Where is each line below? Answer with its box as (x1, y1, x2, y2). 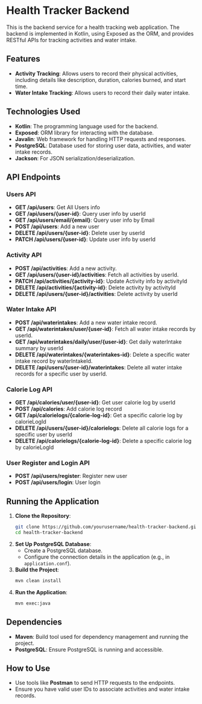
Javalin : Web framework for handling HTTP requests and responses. (14, 135, 186, 142)
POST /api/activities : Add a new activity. (14, 265, 117, 272)
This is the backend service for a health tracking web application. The (6, 24, 180, 31)
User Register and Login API (6, 459, 90, 467)
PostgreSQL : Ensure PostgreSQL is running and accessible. (14, 646, 164, 653)
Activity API (6, 251, 42, 259)
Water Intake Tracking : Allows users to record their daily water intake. (14, 89, 190, 96)
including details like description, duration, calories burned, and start (14, 76, 186, 83)
